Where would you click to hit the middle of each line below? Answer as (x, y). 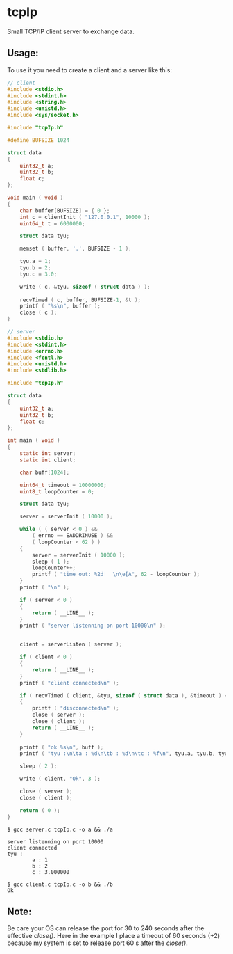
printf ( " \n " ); (45, 587)
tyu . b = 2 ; (35, 268)
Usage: (23, 53)
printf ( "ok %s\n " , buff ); (62, 747)
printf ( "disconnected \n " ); (76, 708)
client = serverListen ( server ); (71, 644)
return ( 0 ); (40, 810)
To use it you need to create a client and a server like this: (89, 70)
